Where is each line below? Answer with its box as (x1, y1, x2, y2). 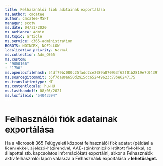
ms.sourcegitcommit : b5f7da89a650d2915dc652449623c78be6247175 (5, 75, 136, 80)
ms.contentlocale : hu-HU (5, 83, 55, 89)
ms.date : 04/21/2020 (5, 25, 47, 30)
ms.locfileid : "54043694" (5, 93, 57, 98)
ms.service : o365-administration (5, 39, 73, 44)
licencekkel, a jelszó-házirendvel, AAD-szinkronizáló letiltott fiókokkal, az (5, 145, 151, 151)
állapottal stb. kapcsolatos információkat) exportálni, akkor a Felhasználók (5, 150, 153, 156)
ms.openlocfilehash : (5, 70, 47, 75)
